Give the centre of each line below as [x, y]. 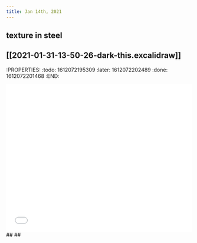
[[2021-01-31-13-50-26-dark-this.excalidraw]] [94, 56]
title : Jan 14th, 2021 [34, 12]
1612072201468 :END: [33, 76]
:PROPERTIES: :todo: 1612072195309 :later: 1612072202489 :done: [87, 70]
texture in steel [35, 36]
